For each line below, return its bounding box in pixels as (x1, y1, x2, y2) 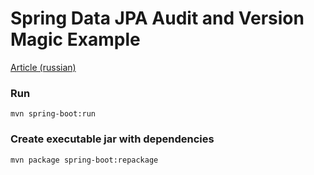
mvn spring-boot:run (10, 109, 97, 119)
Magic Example (10, 28, 141, 51)
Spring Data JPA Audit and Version (10, 7, 305, 30)
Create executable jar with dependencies (10, 132, 215, 146)
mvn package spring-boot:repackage (10, 155, 159, 165)
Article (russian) (10, 61, 77, 73)
